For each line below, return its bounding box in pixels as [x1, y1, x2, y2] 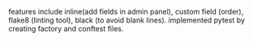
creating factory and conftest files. [8, 24, 124, 33]
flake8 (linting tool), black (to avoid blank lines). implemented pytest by [8, 15, 246, 25]
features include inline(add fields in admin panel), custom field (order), [8, 7, 244, 16]
